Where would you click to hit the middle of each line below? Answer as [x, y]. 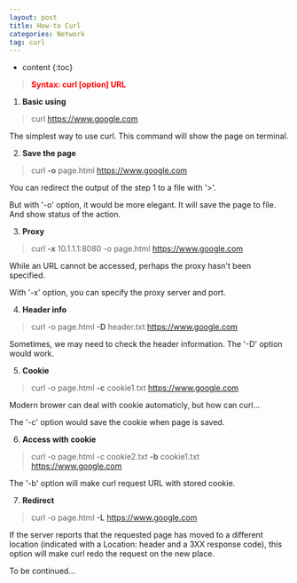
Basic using [44, 102]
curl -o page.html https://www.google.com [109, 170]
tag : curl [27, 42]
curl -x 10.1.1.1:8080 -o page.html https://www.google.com [137, 248]
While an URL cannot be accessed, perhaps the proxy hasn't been [130, 266]
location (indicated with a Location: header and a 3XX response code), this [145, 544]
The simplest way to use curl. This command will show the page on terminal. [149, 136]
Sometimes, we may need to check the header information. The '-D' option [146, 344]
